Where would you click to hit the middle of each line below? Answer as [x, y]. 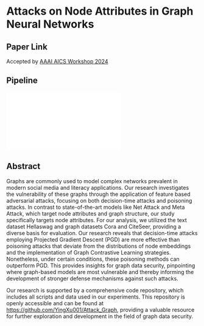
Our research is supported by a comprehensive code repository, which [95, 290]
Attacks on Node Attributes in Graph [100, 11]
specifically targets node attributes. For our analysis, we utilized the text [97, 220]
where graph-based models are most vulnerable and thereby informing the [100, 272]
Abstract [23, 166]
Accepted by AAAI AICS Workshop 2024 [57, 61]
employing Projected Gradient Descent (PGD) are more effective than [93, 239]
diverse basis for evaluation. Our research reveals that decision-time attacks [102, 233]
